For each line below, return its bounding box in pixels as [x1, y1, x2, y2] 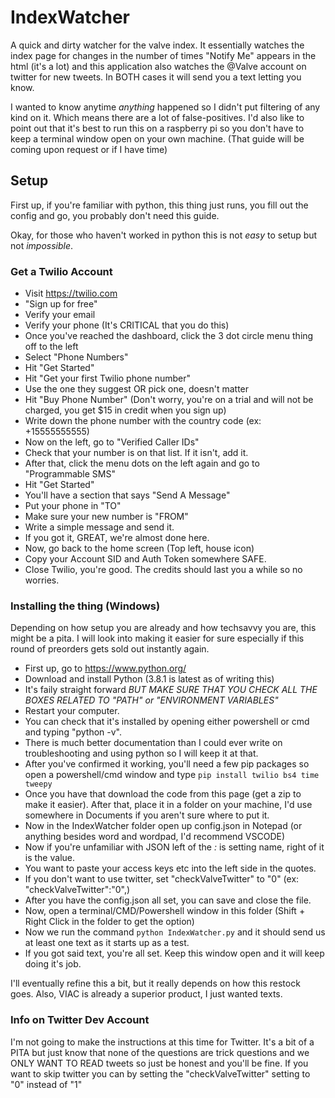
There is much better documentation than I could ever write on [24, 737, 283, 749]
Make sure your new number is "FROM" [24, 511, 189, 523]
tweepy [24, 779, 53, 790]
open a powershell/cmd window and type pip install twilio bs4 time [24, 769, 320, 781]
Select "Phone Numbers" [24, 351, 129, 363]
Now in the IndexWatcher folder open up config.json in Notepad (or [24, 820, 303, 832]
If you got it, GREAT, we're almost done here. [24, 532, 210, 544]
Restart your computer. [24, 705, 120, 717]
